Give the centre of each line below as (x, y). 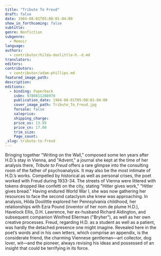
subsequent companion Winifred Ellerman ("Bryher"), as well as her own (78, 217)
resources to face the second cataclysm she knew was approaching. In (77, 196)
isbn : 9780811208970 (35, 96)
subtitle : (15, 28)
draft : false (18, 14)
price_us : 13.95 (30, 123)
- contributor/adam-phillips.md (42, 73)
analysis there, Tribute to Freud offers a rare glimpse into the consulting (77, 165)
